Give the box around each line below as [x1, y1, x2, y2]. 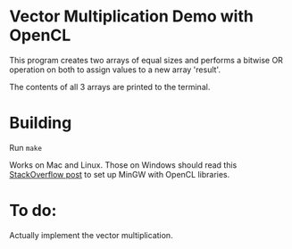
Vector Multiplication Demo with [9, 6, 254, 27]
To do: [9, 201, 57, 220]
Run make [9, 142, 43, 153]
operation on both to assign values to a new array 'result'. [9, 64, 221, 75]
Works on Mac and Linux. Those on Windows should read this [9, 159, 238, 170]
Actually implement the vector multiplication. [9, 229, 173, 240]
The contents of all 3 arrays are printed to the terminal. [9, 81, 211, 92]
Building [9, 113, 72, 133]
